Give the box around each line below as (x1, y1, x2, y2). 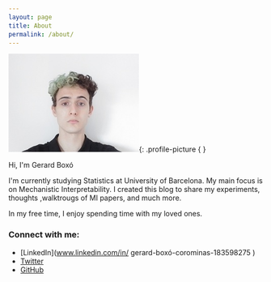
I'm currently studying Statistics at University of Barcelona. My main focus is (8, 176, 263, 186)
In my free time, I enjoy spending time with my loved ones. (8, 209, 203, 219)
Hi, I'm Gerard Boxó (8, 160, 74, 170)
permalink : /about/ (8, 30, 74, 38)
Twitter (19, 256, 44, 266)
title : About (8, 21, 53, 30)
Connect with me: (8, 229, 80, 241)
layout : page (8, 13, 53, 21)
